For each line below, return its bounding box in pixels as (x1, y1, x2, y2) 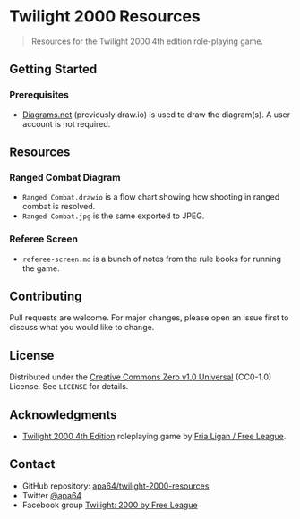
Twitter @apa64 (21, 489, 82, 500)
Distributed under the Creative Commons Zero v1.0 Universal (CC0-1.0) (9, 371, 272, 382)
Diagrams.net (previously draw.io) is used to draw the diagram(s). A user (21, 109, 291, 120)
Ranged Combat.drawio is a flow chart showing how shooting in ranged (21, 191, 280, 202)
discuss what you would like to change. (9, 322, 155, 333)
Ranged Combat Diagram (9, 171, 121, 183)
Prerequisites (9, 89, 69, 101)
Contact (9, 456, 56, 472)
